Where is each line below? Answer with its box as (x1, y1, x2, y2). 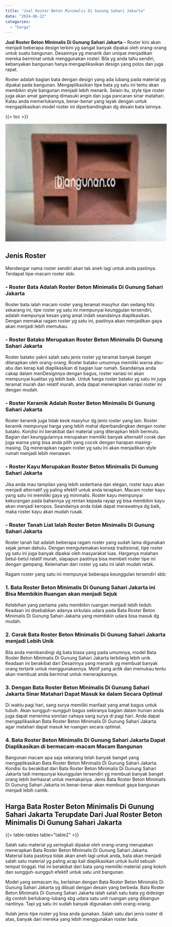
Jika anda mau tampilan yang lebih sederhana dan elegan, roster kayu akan (5, 481, 165, 487)
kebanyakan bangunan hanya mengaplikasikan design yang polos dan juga (5, 61, 164, 67)
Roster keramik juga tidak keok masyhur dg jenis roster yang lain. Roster (5, 418, 158, 424)
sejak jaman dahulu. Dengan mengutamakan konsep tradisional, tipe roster (5, 545, 163, 551)
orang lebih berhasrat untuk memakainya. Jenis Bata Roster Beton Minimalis (5, 776, 166, 782)
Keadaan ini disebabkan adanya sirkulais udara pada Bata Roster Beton (5, 607, 156, 614)
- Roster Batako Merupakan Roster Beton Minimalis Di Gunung (5, 336, 163, 343)
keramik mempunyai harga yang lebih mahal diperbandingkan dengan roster (5, 423, 166, 429)
